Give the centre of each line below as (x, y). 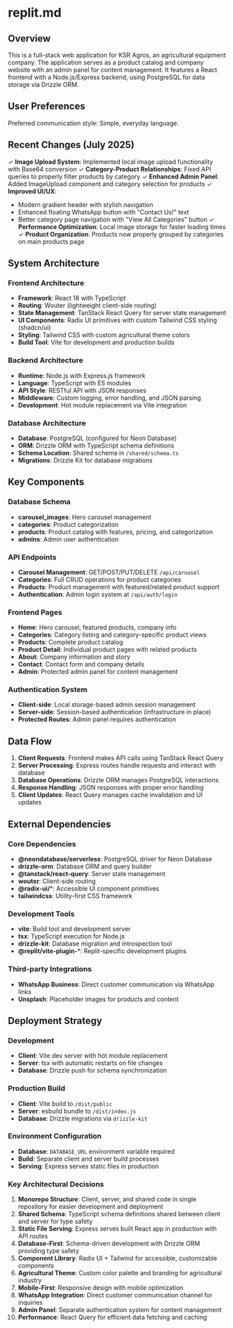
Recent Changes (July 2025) (71, 145)
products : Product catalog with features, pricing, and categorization (115, 532)
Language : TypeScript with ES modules (75, 383)
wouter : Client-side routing (57, 881)
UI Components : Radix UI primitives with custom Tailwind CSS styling (118, 320)
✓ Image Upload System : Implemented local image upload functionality (111, 162)
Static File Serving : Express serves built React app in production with (117, 1229)
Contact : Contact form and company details (81, 664)
